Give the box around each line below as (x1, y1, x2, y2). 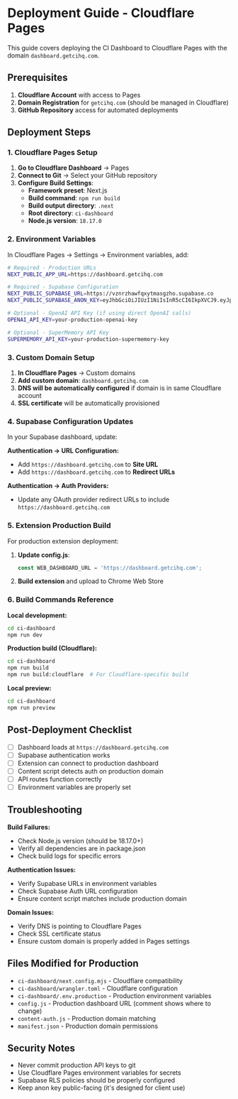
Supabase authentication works (17, 751, 110, 759)
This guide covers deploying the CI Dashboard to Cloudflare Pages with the (7, 43, 228, 52)
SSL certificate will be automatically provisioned (17, 399, 160, 407)
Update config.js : (17, 551, 70, 559)
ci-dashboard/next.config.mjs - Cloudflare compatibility (17, 976, 183, 985)
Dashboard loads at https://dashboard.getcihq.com (17, 742, 169, 751)
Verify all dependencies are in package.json (17, 844, 146, 852)
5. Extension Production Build (7, 521, 111, 531)
